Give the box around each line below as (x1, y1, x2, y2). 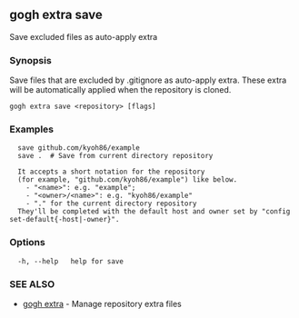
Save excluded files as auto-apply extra (9, 31, 158, 42)
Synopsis (9, 54, 52, 66)
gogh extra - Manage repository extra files (22, 299, 182, 309)
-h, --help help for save (17, 256, 125, 266)
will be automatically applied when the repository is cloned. (9, 84, 232, 95)
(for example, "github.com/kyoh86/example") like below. (17, 175, 238, 184)
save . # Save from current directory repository (17, 152, 214, 161)
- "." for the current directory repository (25, 199, 197, 208)
